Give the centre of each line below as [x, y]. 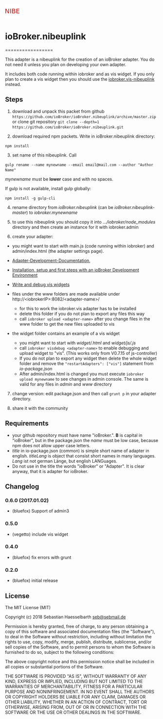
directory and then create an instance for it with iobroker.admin [75, 227]
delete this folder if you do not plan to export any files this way [82, 314]
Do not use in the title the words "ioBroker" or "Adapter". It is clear [78, 466]
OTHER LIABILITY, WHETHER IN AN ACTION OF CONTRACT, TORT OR [76, 702]
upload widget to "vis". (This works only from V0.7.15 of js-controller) [88, 353]
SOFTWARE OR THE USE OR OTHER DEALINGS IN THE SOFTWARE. [73, 712]
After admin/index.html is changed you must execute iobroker [81, 374]
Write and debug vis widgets [41, 284]
